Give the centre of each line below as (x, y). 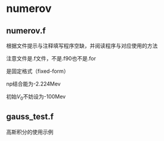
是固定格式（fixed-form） (38, 71)
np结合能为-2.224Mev (33, 84)
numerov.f (26, 31)
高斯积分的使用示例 (30, 132)
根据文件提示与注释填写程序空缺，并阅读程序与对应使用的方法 (82, 46)
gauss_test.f (30, 117)
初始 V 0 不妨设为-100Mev (36, 97)
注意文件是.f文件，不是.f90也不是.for (51, 58)
